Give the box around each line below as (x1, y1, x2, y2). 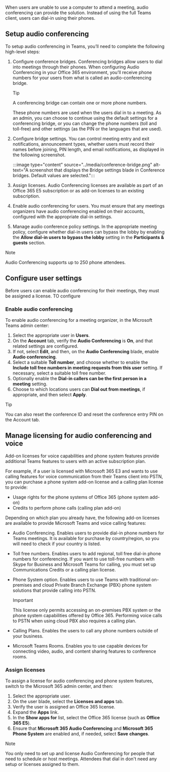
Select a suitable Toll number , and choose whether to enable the (12, 359, 148, 365)
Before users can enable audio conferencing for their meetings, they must (5, 287, 159, 293)
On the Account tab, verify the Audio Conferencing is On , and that (12, 338, 153, 344)
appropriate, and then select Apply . (12, 391, 88, 397)
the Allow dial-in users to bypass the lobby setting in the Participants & (12, 234, 164, 240)
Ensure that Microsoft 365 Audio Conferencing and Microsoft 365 (12, 725, 153, 731)
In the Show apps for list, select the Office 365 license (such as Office (12, 715, 160, 721)
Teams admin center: (5, 322, 50, 328)
